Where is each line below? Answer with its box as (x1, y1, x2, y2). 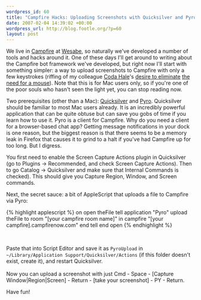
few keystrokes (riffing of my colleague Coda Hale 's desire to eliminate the (6, 73, 190, 80)
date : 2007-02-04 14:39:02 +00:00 (6, 20, 93, 26)
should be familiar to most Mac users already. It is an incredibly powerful (6, 104, 185, 111)
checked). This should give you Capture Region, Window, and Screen (6, 173, 177, 180)
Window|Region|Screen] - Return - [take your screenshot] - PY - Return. (6, 277, 185, 284)
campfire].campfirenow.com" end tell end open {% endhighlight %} (6, 221, 172, 229)
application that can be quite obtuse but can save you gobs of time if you (6, 110, 187, 118)
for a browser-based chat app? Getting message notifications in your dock (6, 123, 190, 130)
